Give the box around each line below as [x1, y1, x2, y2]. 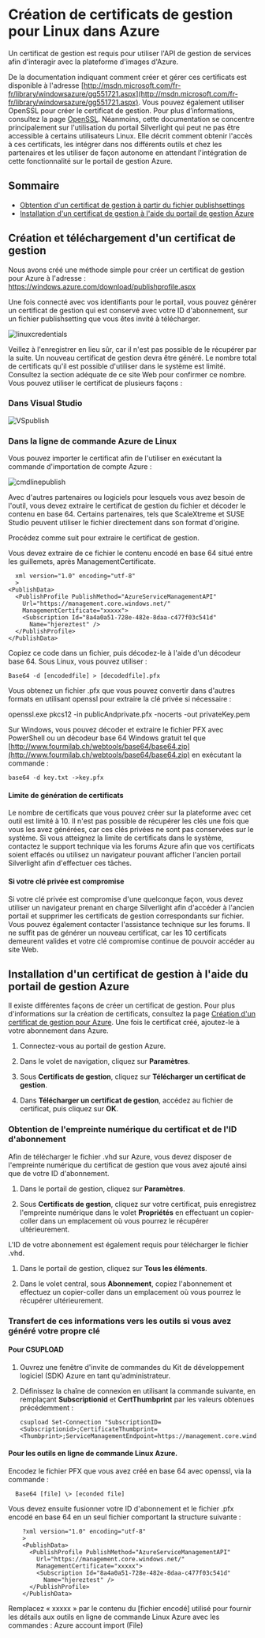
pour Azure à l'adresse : [8, 273, 87, 282]
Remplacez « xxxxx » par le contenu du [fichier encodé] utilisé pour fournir [8, 1604, 252, 1613]
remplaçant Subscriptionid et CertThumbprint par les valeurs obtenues [19, 1394, 255, 1404]
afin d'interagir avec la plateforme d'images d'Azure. [8, 57, 179, 66]
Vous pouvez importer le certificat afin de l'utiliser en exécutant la [8, 453, 222, 463]
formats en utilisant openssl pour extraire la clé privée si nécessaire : [8, 694, 232, 704]
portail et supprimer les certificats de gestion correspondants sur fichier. [8, 911, 244, 921]
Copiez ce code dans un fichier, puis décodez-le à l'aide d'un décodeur [8, 649, 241, 658]
